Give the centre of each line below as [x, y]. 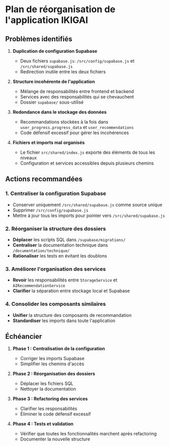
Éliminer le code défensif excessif [56, 414]
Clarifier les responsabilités [49, 409]
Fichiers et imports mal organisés [49, 142]
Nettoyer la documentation [48, 389]
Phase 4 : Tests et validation [43, 424]
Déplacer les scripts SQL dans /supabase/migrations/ [69, 239]
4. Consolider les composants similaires [56, 304]
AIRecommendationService [39, 286]
